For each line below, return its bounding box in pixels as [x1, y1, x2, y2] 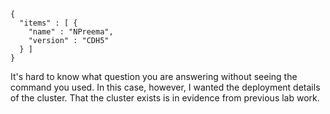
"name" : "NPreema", [28, 27, 114, 37]
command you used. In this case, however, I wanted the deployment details [10, 81, 321, 93]
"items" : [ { [19, 18, 78, 28]
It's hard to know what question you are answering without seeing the [10, 71, 298, 82]
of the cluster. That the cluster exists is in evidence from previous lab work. [10, 92, 320, 104]
